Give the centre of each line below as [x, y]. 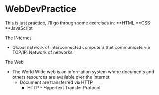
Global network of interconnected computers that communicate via [81, 47]
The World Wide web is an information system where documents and [83, 71]
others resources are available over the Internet [61, 77]
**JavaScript [19, 28]
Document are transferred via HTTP [56, 82]
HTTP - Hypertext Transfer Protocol [64, 87]
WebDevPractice [41, 9]
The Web [14, 62]
